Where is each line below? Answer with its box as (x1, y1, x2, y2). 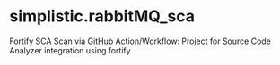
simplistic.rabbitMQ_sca (9, 6, 196, 27)
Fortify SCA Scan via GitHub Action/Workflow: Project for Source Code (9, 36, 272, 46)
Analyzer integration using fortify (9, 45, 132, 55)
